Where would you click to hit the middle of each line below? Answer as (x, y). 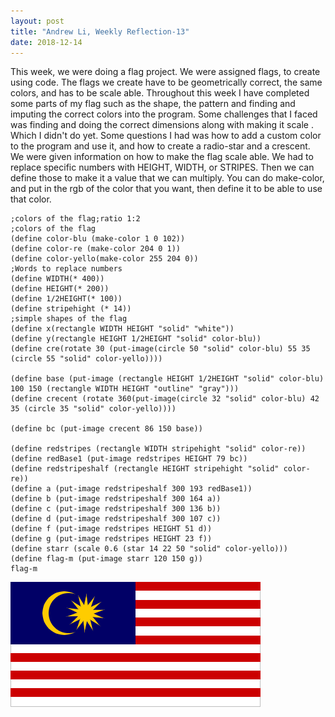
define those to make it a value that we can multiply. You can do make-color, (167, 178)
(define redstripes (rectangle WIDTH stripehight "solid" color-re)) (158, 449)
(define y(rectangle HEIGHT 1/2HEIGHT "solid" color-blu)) (136, 339)
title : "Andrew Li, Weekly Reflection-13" (100, 31)
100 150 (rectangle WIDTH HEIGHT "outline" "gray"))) (125, 389)
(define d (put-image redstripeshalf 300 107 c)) (116, 519)
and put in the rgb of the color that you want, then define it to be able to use (166, 189)
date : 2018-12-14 (46, 42)
